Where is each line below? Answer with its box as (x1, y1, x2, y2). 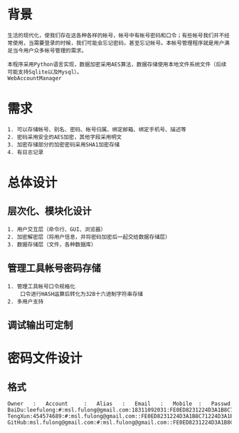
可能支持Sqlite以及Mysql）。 (7, 68, 83, 76)
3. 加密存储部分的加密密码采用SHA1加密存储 (7, 141, 120, 148)
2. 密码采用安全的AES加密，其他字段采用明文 (7, 133, 122, 141)
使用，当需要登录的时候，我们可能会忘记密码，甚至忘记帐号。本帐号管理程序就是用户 (12, 39, 225, 46)
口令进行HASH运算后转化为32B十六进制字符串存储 (20, 290, 144, 297)
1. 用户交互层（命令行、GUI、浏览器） (7, 225, 107, 233)
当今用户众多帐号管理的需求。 (12, 47, 87, 54)
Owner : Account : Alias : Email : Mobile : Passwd (7, 400, 231, 407)
